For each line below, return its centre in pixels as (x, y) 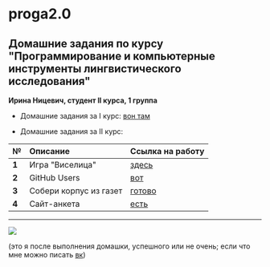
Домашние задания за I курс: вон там (85, 116)
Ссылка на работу (167, 151)
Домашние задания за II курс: (72, 131)
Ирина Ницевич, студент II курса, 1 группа (83, 100)
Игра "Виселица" (63, 165)
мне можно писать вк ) (47, 255)
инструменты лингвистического (95, 69)
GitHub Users (55, 178)
